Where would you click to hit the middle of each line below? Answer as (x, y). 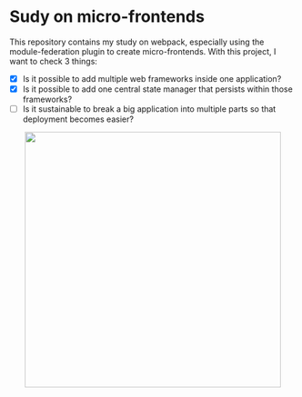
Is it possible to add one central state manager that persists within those (157, 89)
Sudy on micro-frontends (107, 17)
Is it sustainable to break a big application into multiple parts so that (149, 109)
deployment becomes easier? (78, 119)
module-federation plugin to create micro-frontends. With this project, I (143, 51)
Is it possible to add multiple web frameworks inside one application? (152, 78)
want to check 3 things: (54, 61)
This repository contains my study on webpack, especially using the (137, 42)
